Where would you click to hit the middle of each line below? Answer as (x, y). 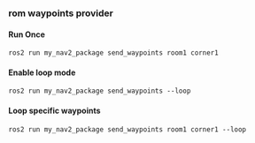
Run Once (27, 34)
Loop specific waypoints (54, 110)
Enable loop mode (42, 72)
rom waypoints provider (61, 13)
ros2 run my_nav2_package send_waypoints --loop (100, 91)
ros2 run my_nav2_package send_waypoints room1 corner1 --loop (127, 129)
